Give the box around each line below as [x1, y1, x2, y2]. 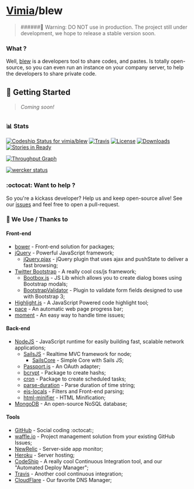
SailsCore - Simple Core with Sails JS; [32, 356, 124, 364]
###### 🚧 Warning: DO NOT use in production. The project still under [20, 23, 188, 30]
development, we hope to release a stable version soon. [20, 29, 156, 36]
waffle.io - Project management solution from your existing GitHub [14, 433, 175, 440]
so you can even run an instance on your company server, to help [25, 64, 184, 71]
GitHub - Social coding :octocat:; [14, 427, 94, 434]
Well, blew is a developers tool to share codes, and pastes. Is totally [6, 57, 170, 65]
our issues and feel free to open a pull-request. [6, 201, 120, 208]
